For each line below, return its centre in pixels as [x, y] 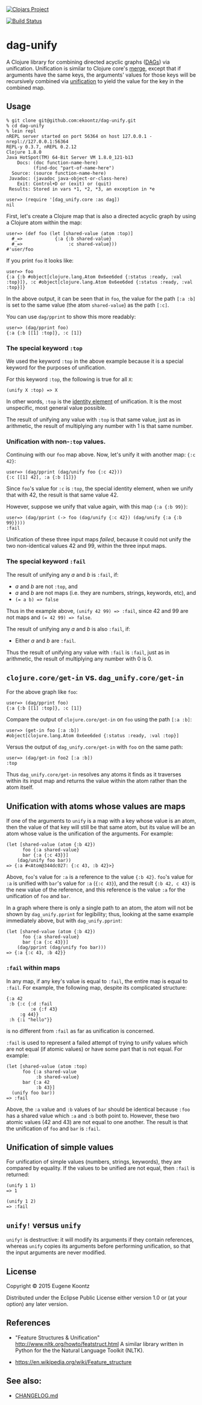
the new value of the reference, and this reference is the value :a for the [96, 890]
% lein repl [21, 131]
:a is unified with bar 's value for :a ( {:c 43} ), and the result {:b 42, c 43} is [101, 884]
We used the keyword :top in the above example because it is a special [95, 361]
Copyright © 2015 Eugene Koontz [48, 1286]
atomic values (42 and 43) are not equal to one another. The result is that [97, 1122]
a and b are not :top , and [46, 586]
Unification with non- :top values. [56, 441]
